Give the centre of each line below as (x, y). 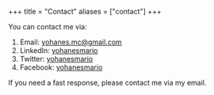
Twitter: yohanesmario (56, 59)
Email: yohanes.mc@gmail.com (71, 42)
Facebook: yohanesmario (61, 67)
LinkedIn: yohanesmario (59, 50)
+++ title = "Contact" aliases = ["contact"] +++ (85, 11)
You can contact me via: (48, 27)
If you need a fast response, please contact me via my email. (107, 83)
